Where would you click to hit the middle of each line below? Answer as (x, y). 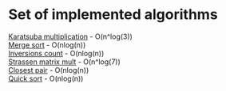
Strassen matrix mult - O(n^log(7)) (65, 62)
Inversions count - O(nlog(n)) (56, 53)
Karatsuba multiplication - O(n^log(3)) (71, 36)
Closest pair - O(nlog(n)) (49, 70)
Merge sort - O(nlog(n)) (47, 44)
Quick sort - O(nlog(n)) (46, 78)
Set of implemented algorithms (113, 15)
